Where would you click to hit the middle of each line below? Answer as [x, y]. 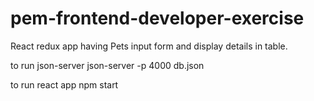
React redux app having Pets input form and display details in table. [149, 46]
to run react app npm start [64, 84]
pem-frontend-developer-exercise [157, 18]
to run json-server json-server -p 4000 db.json [107, 65]
